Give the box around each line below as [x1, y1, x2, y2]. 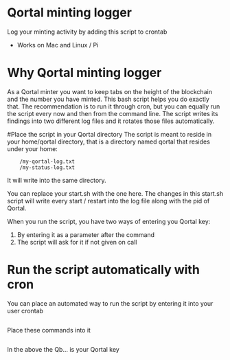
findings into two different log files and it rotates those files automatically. [7, 117, 215, 125]
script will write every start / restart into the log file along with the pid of [7, 196, 210, 205]
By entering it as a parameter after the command [16, 230, 155, 238]
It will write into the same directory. [7, 176, 106, 184]
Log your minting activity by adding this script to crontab [7, 27, 168, 36]
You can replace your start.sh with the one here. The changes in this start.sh [7, 189, 224, 197]
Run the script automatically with [7, 262, 200, 278]
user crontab [7, 306, 43, 315]
